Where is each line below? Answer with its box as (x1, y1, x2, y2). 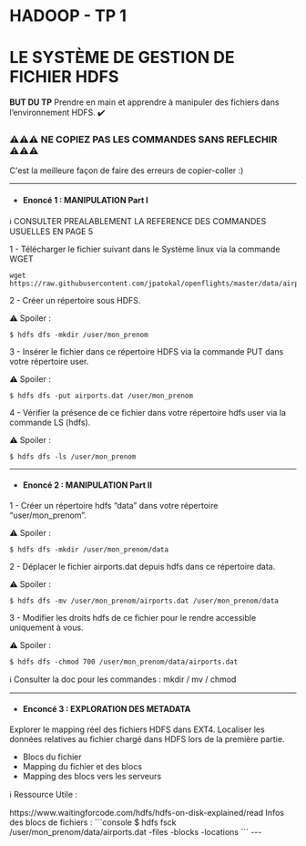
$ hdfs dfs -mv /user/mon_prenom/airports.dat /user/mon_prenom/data (9, 596, 280, 605)
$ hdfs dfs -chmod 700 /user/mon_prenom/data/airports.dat (9, 657, 239, 666)
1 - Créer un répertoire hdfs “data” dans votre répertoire (9, 500, 219, 511)
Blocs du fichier (22, 751, 82, 762)
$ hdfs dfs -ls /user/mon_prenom (9, 452, 137, 461)
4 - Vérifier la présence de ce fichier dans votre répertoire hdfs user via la (9, 407, 287, 418)
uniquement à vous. (9, 622, 84, 633)
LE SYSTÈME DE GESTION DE (9, 47, 235, 68)
